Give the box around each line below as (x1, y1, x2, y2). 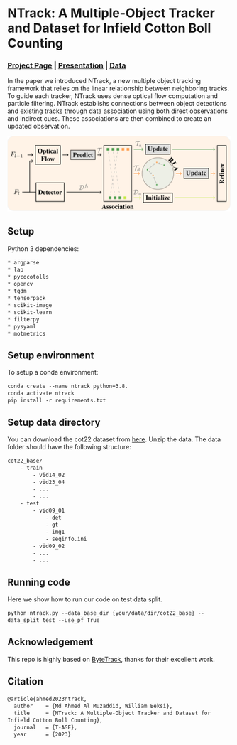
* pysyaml (7, 323, 37, 330)
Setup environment (7, 350, 94, 361)
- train (20, 464, 43, 472)
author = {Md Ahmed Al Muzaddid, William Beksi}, (13, 702, 173, 709)
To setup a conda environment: (7, 368, 99, 377)
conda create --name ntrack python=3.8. (7, 382, 129, 390)
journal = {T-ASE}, (13, 724, 78, 731)
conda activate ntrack (7, 390, 75, 397)
